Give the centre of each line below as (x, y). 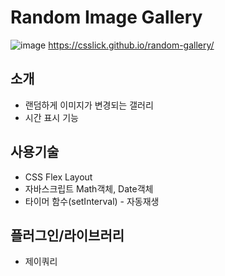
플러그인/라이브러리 (67, 235)
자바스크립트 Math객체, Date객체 (89, 188)
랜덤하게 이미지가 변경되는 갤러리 (89, 105)
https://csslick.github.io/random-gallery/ (131, 45)
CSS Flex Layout (58, 177)
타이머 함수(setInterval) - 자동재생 (92, 201)
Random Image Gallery (106, 17)
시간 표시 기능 (51, 117)
